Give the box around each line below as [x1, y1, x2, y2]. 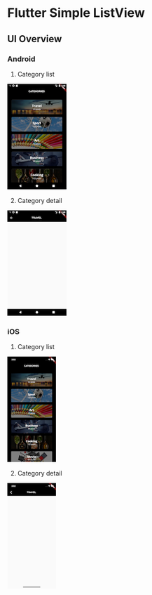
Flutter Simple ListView [7, 5, 145, 21]
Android [7, 54, 36, 64]
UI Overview [7, 33, 62, 45]
